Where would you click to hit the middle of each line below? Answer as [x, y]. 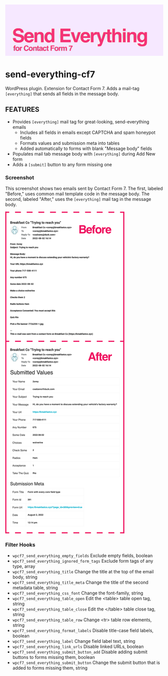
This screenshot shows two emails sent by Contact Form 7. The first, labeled [84, 188]
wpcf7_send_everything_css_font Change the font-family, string [78, 593]
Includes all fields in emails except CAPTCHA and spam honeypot [88, 132]
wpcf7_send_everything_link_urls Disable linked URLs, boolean [78, 647]
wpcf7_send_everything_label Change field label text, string [74, 641]
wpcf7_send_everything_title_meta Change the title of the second [80, 582]
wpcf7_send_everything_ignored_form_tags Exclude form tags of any [83, 561]
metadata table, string [35, 588]
